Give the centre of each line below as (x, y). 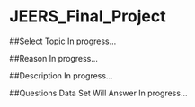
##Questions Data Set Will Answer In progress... (98, 93)
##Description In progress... (61, 75)
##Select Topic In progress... (63, 41)
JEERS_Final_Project (88, 16)
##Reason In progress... (54, 58)
